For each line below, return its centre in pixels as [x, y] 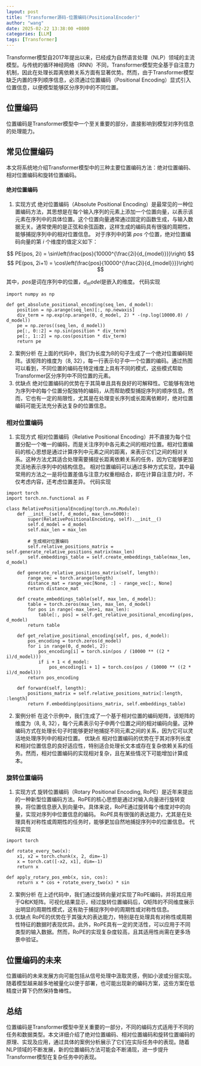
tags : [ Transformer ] [32, 40]
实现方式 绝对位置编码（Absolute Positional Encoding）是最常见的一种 [101, 204]
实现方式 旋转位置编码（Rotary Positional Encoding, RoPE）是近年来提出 [104, 792]
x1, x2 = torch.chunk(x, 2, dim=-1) [63, 857]
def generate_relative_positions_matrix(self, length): [88, 573]
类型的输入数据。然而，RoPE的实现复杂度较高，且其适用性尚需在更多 [100, 932]
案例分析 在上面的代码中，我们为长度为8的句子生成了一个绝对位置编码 [101, 353]
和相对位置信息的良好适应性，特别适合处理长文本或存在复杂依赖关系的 [101, 745]
